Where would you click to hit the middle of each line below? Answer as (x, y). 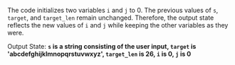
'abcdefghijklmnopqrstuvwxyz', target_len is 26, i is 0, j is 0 (99, 54)
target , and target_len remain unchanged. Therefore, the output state (111, 18)
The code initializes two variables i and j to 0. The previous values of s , (113, 10)
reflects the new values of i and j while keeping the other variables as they (118, 25)
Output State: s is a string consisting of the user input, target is (102, 46)
